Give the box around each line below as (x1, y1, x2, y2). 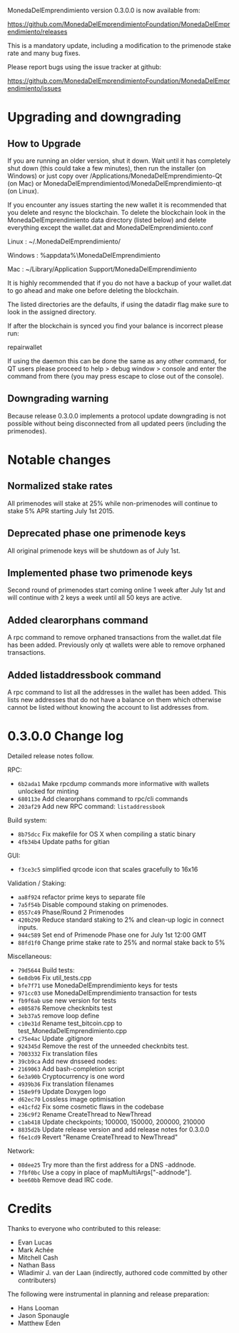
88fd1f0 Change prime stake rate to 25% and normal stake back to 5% (17, 938, 225, 947)
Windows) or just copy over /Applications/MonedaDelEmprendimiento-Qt (7, 171, 223, 180)
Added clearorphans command (7, 614, 148, 626)
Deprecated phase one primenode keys (7, 528, 186, 540)
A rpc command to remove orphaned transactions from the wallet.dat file (7, 633, 222, 642)
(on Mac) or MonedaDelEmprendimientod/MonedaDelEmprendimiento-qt (7, 179, 223, 188)
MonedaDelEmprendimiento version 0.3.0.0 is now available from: (7, 6, 201, 14)
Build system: (7, 816, 48, 824)
